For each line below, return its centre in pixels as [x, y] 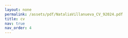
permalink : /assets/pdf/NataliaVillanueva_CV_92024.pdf [64, 14]
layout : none [18, 10]
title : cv [15, 19]
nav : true [15, 23]
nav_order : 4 [18, 28]
